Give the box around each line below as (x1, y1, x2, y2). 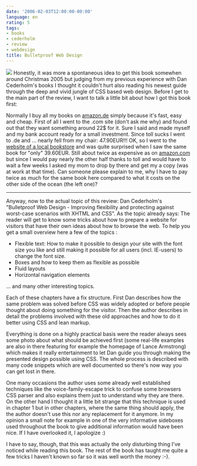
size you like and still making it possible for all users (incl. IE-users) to (14, 246, 183, 253)
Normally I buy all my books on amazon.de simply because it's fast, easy (6, 112, 182, 119)
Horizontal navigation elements (14, 271, 90, 278)
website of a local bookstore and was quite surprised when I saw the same (6, 143, 186, 150)
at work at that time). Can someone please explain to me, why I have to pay (6, 168, 188, 175)
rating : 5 (6, 19, 30, 25)
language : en (6, 14, 38, 20)
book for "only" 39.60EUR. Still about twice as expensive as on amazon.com (6, 149, 191, 156)
